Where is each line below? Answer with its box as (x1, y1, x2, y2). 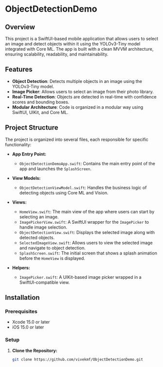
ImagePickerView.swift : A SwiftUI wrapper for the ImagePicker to (19, 219, 149, 225)
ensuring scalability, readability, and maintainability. (5, 51, 109, 57)
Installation (5, 293, 40, 302)
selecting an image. (19, 213, 59, 220)
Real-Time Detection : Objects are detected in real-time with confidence (12, 94, 157, 99)
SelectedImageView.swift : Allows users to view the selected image (19, 240, 153, 246)
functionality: (5, 141, 32, 147)
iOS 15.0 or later (12, 324, 44, 330)
